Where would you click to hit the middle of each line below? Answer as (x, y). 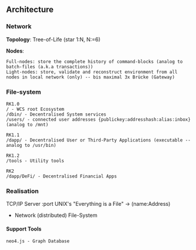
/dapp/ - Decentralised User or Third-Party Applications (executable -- (99, 140)
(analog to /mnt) (27, 124)
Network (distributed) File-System (56, 215)
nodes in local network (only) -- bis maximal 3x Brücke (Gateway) (91, 77)
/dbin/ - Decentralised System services (57, 114)
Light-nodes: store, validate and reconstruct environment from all (92, 72)
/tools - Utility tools (35, 161)
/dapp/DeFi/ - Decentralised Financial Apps (62, 176)
